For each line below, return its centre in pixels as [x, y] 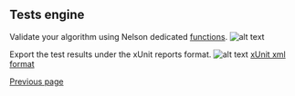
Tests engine [47, 15]
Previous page [37, 82]
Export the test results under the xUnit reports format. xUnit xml [147, 54]
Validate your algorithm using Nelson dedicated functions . [119, 36]
